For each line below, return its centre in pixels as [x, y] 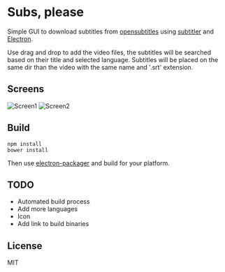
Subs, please [46, 12]
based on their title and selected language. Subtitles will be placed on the [113, 59]
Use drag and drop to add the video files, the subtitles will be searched [109, 52]
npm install [24, 144]
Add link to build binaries [53, 224]
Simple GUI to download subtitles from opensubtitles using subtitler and [111, 31]
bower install [28, 150]
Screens [26, 89]
